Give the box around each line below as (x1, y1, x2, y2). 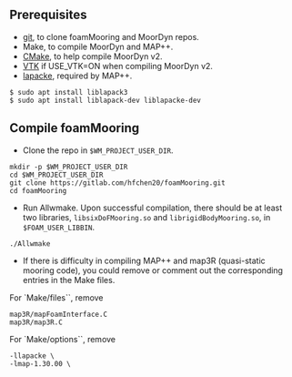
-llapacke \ (9, 351, 55, 361)
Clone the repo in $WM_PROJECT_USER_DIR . (22, 145, 175, 156)
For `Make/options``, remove (9, 333, 116, 344)
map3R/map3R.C (9, 318, 64, 327)
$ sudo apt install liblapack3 (9, 87, 128, 97)
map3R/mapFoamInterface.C (9, 310, 107, 319)
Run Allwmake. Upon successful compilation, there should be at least (22, 202, 283, 213)
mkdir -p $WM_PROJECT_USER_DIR (9, 162, 128, 171)
